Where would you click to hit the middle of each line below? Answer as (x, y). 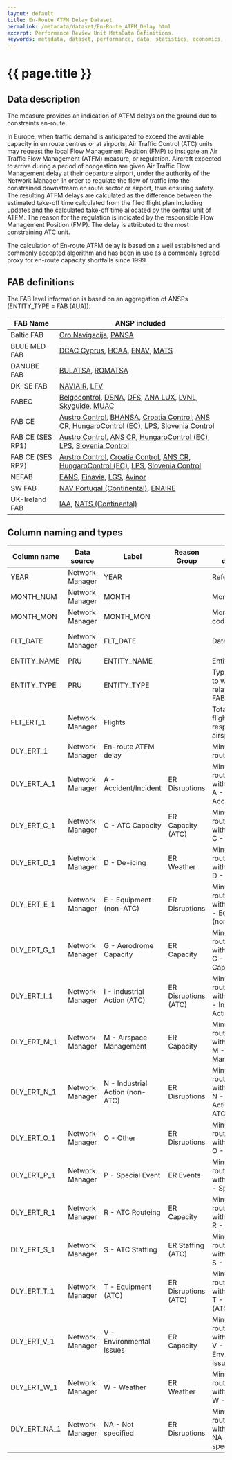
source (83, 560)
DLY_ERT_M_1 (34, 1042)
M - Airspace (125, 1038)
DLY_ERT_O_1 (33, 1138)
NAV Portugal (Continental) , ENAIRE (117, 488)
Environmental (127, 1341)
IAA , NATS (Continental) (98, 504)
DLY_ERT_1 (29, 751)
